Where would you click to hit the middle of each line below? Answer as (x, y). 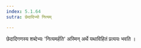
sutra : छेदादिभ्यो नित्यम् (29, 17)
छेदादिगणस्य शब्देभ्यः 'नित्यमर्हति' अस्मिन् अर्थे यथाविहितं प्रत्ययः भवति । (71, 39)
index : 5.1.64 (24, 11)
